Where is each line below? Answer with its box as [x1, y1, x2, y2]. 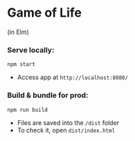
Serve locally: [7, 45, 55, 55]
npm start [7, 61, 36, 68]
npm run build [7, 106, 48, 113]
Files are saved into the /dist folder [17, 118, 120, 126]
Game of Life [7, 5, 82, 21]
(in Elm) [7, 28, 29, 36]
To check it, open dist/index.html [17, 126, 116, 134]
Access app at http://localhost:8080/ [17, 73, 129, 81]
